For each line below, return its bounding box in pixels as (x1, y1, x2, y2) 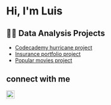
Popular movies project (14, 57, 73, 64)
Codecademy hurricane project (14, 44, 93, 51)
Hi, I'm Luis (6, 4, 63, 18)
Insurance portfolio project (14, 50, 81, 58)
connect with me (6, 74, 70, 85)
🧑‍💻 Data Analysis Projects (6, 28, 105, 38)
